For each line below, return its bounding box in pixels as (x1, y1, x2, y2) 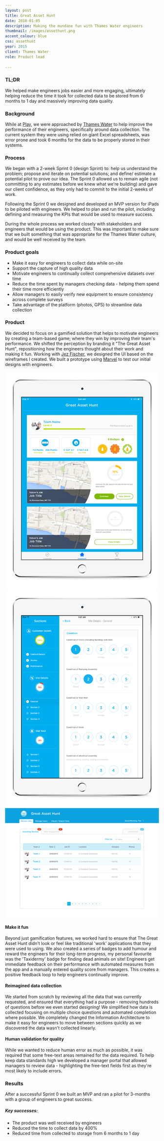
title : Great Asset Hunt (5, 13, 56, 18)
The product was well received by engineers (12, 1120, 102, 1126)
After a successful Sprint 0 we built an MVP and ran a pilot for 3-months (5, 1091, 150, 1097)
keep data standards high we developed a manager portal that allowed (5, 1058, 147, 1064)
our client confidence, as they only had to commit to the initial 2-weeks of (5, 186, 153, 192)
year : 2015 (5, 44, 27, 49)
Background (5, 110, 35, 117)
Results (5, 1080, 23, 1087)
